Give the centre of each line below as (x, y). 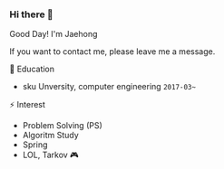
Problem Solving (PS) (62, 126)
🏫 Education (32, 69)
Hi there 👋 (32, 14)
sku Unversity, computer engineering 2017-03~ (109, 87)
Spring (35, 145)
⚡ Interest (27, 105)
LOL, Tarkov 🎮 (50, 155)
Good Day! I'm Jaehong (54, 34)
